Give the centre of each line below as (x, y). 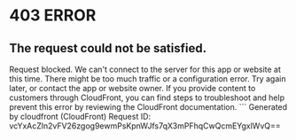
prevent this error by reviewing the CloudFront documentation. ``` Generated (148, 107)
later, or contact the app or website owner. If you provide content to (132, 88)
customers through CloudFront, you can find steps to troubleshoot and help (147, 97)
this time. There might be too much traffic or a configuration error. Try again (148, 79)
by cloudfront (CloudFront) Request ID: (80, 117)
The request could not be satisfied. (108, 48)
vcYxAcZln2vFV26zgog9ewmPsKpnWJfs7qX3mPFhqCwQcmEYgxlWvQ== (145, 126)
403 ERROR (53, 16)
